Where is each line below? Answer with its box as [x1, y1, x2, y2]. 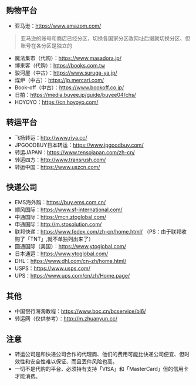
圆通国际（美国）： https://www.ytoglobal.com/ [14, 243, 126, 250]
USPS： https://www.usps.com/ [14, 265, 91, 272]
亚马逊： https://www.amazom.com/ [14, 22, 102, 29]
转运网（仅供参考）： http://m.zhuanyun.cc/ [14, 315, 117, 322]
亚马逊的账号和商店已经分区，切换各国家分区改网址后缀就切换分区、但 [20, 35, 191, 42]
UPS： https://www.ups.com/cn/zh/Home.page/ [14, 272, 130, 279]
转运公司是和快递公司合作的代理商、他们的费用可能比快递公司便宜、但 [14, 351, 185, 358]
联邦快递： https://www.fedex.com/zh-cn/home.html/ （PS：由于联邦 [14, 228, 182, 235]
